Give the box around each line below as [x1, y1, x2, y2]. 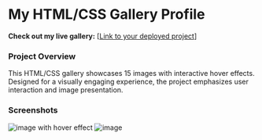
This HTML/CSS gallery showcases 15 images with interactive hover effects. [8, 69, 255, 78]
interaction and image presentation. [8, 85, 124, 95]
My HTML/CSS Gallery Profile [8, 5, 205, 23]
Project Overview [8, 51, 76, 62]
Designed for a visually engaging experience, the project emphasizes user [8, 77, 249, 87]
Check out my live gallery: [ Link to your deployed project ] [8, 31, 197, 41]
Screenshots [8, 105, 58, 116]
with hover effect [38, 123, 93, 132]
